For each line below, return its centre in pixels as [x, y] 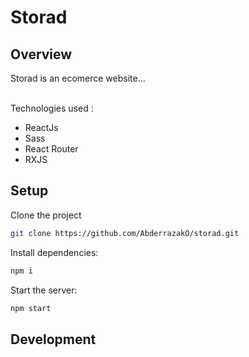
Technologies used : [52, 108]
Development [53, 339]
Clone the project [46, 215]
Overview [41, 54]
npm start [31, 308]
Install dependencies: [54, 252]
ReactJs [41, 127]
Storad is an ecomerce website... [78, 78]
